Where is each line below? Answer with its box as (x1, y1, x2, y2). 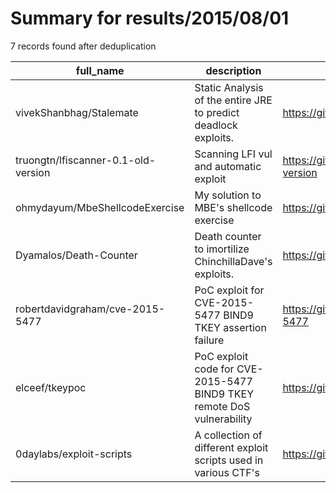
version (15, 165, 51, 179)
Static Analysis (194, 80, 264, 94)
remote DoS (194, 399, 251, 413)
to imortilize (194, 242, 250, 256)
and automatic (194, 159, 262, 173)
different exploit (194, 440, 269, 454)
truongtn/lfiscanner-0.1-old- (15, 153, 157, 167)
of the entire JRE (194, 93, 273, 107)
